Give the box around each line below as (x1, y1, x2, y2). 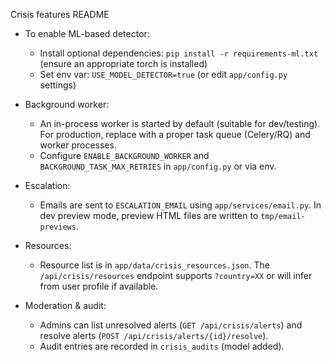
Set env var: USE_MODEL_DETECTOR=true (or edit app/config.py (39, 69, 288, 80)
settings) (39, 79, 77, 91)
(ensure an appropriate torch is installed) (39, 58, 208, 69)
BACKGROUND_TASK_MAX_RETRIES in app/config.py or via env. (39, 160, 277, 172)
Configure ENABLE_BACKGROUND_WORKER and (39, 150, 210, 161)
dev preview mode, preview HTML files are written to (39, 210, 259, 221)
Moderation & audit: (24, 300, 107, 311)
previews (39, 222, 77, 232)
